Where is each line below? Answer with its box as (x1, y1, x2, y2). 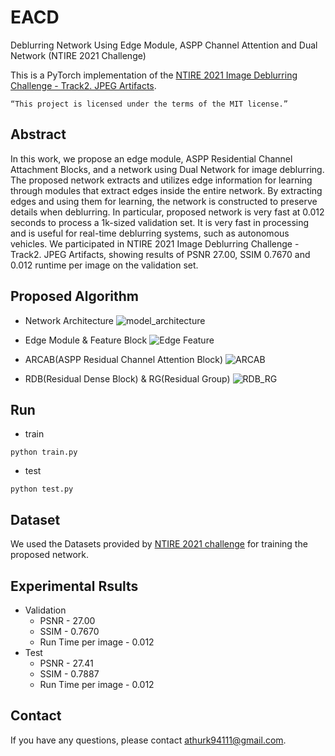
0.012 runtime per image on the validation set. (10, 259, 199, 271)
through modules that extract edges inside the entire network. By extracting (10, 184, 323, 196)
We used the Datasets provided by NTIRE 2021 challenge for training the (10, 538, 308, 550)
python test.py (10, 484, 74, 495)
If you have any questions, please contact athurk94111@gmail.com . (10, 734, 287, 746)
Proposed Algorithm (10, 288, 139, 305)
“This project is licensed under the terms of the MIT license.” (10, 99, 288, 109)
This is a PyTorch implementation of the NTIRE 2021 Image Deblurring (10, 69, 298, 81)
